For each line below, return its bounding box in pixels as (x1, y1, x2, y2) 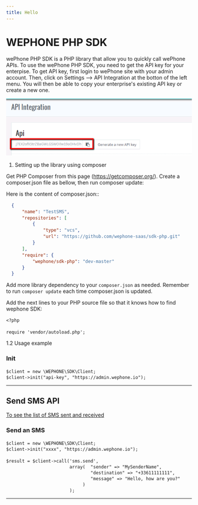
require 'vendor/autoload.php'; (6, 329, 85, 335)
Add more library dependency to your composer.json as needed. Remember (6, 282, 190, 289)
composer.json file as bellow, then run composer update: (6, 179, 144, 186)
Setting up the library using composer (14, 161, 107, 168)
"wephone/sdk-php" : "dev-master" (32, 258, 115, 265)
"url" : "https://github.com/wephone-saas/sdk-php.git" (43, 233, 181, 240)
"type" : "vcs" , (43, 227, 81, 233)
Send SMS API (6, 396, 60, 406)
